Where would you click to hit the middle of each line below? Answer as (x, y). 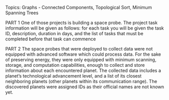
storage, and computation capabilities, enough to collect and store (75, 65)
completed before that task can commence (51, 39)
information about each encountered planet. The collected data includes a (83, 70)
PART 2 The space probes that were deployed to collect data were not (79, 49)
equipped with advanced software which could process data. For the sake (83, 54)
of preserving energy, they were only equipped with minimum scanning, (81, 60)
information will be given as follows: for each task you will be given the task (85, 28)
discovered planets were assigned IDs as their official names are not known (85, 87)
